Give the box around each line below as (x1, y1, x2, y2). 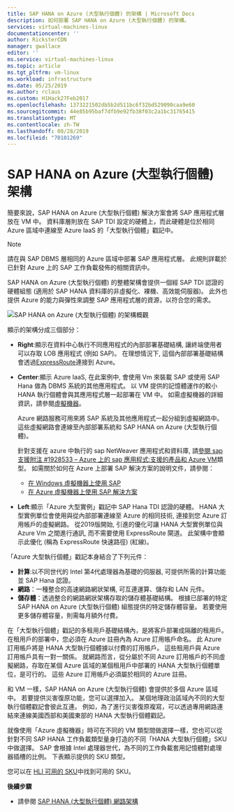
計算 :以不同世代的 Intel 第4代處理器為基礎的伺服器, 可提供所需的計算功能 (17, 567, 226, 576)
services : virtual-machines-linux (7, 23, 108, 30)
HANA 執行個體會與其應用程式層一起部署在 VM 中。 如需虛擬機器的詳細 (17, 391, 224, 399)
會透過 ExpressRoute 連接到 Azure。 (17, 358, 119, 367)
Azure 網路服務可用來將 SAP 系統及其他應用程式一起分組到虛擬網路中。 (17, 414, 224, 423)
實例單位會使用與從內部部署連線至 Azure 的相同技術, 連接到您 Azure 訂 (23, 511, 228, 520)
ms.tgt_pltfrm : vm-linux (7, 69, 80, 76)
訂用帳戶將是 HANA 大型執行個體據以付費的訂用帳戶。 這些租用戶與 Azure (7, 644, 220, 652)
